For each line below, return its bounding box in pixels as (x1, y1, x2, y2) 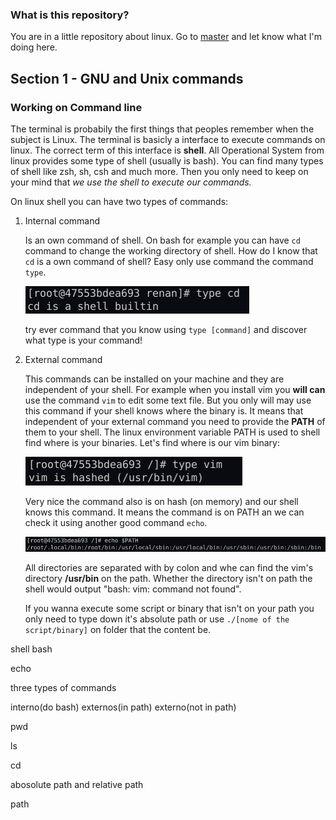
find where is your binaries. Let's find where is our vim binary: (24, 436, 280, 448)
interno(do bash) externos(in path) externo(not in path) (10, 701, 237, 713)
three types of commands (10, 682, 117, 694)
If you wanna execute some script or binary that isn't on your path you (24, 603, 315, 615)
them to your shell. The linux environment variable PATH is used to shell (24, 426, 321, 438)
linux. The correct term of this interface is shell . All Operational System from (10, 144, 325, 156)
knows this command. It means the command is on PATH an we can (24, 506, 305, 518)
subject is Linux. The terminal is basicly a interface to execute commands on (10, 133, 326, 145)
